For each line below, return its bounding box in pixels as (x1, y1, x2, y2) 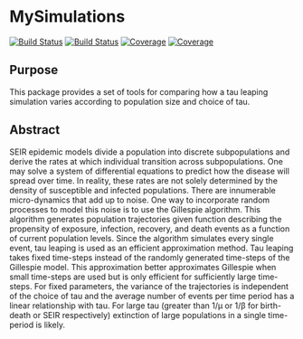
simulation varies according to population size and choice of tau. (9, 96, 251, 107)
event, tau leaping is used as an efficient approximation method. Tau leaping (9, 242, 294, 253)
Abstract (9, 122, 61, 137)
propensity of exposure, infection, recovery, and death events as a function (9, 223, 290, 234)
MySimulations (9, 6, 126, 27)
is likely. (35, 319, 66, 330)
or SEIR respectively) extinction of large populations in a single (33, 309, 267, 320)
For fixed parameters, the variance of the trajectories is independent (33, 280, 289, 291)
